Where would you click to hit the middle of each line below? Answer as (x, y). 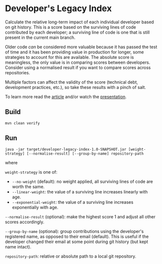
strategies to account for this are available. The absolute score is (69, 57)
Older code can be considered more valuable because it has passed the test (81, 47)
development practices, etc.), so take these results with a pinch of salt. (76, 87)
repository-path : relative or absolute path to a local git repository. (71, 256)
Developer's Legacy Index (59, 9)
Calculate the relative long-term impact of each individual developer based (80, 22)
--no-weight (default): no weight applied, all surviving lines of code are (82, 181)
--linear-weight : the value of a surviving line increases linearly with (80, 192)
